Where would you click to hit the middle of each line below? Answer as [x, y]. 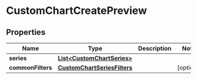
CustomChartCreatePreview [77, 11]
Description [155, 49]
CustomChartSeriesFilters [95, 68]
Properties [26, 32]
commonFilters [31, 68]
